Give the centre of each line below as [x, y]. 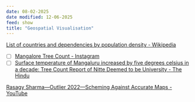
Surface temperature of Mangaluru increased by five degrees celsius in [102, 63]
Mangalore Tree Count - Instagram [57, 56]
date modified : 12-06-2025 [39, 17]
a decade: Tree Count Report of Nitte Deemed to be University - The [98, 70]
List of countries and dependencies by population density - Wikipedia [91, 45]
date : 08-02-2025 [28, 11]
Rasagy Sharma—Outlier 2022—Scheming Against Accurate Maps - [89, 87]
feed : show [20, 22]
